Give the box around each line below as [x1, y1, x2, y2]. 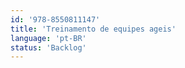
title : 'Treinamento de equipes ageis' [10, 24, 177, 34]
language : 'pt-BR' [10, 33, 87, 43]
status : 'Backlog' [10, 42, 87, 53]
